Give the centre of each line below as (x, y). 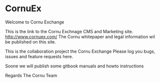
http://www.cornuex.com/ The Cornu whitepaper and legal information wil (80, 37)
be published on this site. (31, 41)
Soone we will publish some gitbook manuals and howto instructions (75, 66)
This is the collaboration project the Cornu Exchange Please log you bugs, (80, 51)
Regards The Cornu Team (31, 75)
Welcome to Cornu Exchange (35, 22)
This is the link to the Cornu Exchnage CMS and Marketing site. (69, 31)
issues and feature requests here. (39, 56)
